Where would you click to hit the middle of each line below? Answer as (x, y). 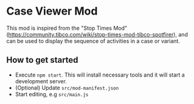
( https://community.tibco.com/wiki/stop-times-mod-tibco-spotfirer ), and (97, 34)
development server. (41, 81)
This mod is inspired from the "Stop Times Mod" (67, 28)
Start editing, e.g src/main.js (52, 94)
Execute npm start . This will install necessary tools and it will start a (100, 75)
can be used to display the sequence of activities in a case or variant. (93, 41)
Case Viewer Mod (52, 11)
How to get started (42, 60)
